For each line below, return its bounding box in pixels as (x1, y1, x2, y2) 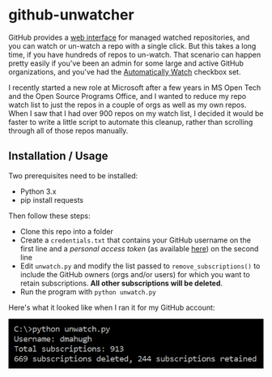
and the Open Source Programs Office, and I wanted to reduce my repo (8, 91, 247, 101)
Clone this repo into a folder (19, 226, 113, 236)
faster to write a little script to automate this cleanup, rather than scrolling (8, 117, 253, 126)
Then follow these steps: (8, 211, 91, 221)
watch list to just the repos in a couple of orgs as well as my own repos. (8, 100, 247, 109)
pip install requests (19, 195, 83, 204)
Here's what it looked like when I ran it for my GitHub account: (8, 302, 215, 312)
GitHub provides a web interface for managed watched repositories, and (8, 32, 250, 42)
